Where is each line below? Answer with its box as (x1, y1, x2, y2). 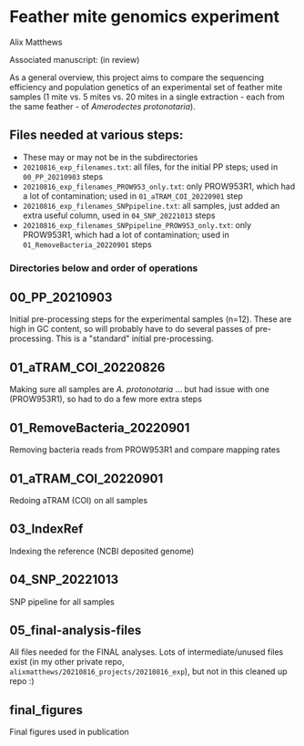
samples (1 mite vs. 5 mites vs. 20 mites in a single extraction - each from (9, 91, 285, 102)
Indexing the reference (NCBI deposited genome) (9, 545, 195, 556)
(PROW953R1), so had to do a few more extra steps (9, 394, 203, 405)
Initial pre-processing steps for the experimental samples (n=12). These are (9, 314, 292, 325)
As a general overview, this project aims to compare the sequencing (9, 71, 265, 83)
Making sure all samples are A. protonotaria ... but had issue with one (9, 384, 270, 395)
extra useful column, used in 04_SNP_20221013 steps (22, 210, 216, 221)
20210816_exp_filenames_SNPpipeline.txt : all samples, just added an (22, 200, 280, 211)
